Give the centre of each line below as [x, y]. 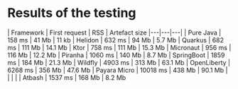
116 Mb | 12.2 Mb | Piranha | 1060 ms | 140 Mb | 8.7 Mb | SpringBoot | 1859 [116, 55]
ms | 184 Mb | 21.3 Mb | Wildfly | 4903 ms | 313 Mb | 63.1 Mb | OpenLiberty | [119, 62]
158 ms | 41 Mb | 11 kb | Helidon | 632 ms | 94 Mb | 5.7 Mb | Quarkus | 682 [116, 40]
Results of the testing [72, 13]
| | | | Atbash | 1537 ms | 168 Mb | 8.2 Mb [67, 77]
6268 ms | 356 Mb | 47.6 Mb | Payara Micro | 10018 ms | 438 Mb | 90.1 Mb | [118, 70]
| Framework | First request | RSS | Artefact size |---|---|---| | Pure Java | [114, 32]
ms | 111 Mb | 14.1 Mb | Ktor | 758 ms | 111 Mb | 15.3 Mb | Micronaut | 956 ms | [119, 47]
